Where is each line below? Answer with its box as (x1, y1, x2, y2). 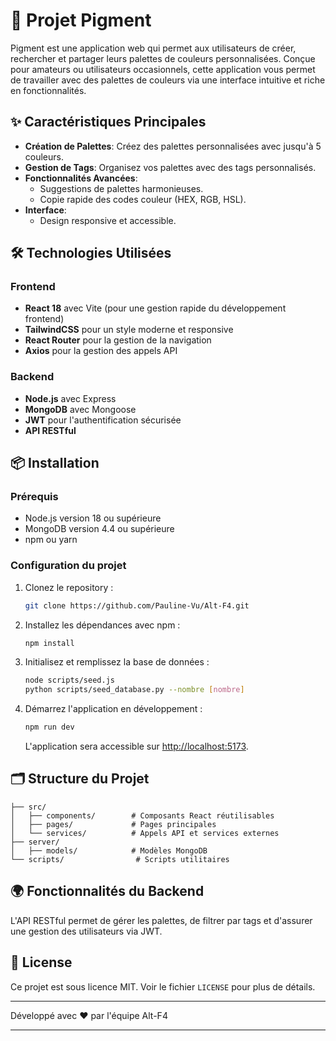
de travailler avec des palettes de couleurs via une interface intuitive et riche (10, 74, 326, 86)
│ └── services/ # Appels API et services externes (10, 828, 280, 838)
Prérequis (10, 490, 59, 504)
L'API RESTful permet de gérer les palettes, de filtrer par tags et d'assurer (10, 914, 313, 926)
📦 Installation (10, 455, 100, 472)
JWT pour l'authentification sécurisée (24, 414, 182, 426)
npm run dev (24, 722, 75, 733)
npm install (24, 638, 75, 648)
